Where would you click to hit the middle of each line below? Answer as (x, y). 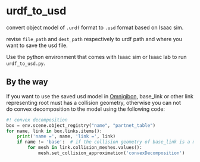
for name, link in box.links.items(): (54, 131)
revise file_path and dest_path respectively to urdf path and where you (94, 39)
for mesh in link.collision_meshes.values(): (85, 148)
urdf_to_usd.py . (26, 63)
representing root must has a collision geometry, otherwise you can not (94, 102)
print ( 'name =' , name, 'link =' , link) (66, 136)
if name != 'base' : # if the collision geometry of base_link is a (104, 142)
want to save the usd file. (37, 45)
